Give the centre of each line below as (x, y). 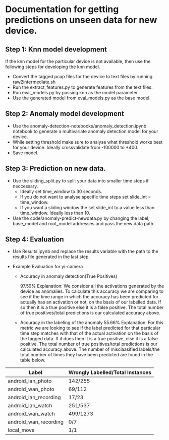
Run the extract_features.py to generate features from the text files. (82, 87)
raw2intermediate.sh (34, 82)
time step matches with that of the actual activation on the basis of (89, 333)
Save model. (25, 153)
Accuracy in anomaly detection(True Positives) (69, 276)
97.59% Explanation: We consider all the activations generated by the (92, 286)
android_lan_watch (30, 406)
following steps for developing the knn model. (53, 67)
